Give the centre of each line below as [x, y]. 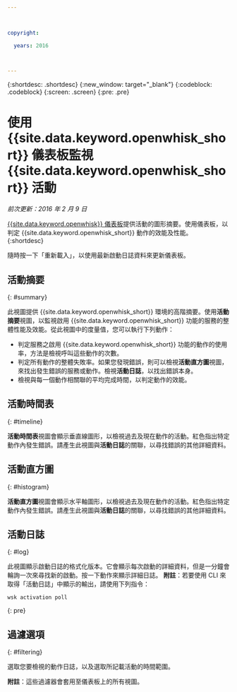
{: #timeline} [25, 422]
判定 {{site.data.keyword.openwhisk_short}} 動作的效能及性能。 [100, 233]
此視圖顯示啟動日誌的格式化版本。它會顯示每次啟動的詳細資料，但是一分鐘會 [119, 566]
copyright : [23, 32]
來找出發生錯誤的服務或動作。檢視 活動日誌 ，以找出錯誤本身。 [107, 371]
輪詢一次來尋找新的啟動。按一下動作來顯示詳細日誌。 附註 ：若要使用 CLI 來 [117, 575]
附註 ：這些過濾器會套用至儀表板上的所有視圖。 [75, 681]
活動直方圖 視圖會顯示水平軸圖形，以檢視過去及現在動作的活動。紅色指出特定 [119, 501]
